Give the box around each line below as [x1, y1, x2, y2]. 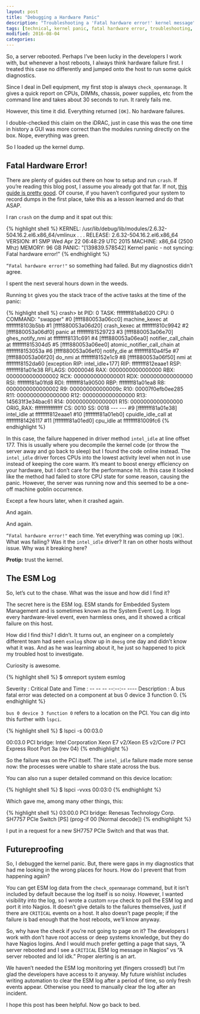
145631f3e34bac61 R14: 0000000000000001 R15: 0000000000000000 [6, 398, 183, 405]
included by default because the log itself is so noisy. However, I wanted [6, 891, 183, 898]
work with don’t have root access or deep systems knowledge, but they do [6, 934, 189, 941]
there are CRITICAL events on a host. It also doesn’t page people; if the [6, 910, 179, 917]
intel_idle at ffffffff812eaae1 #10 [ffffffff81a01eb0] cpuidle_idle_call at [6, 410, 173, 418]
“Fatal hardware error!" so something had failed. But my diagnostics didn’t [6, 262, 193, 269]
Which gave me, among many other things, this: [6, 797, 124, 805]
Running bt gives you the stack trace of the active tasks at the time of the [6, 291, 186, 298]
